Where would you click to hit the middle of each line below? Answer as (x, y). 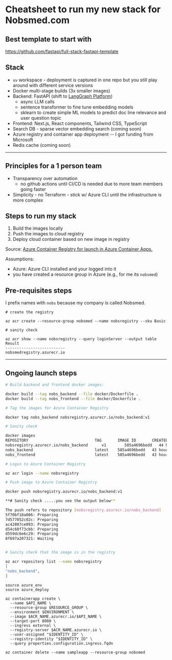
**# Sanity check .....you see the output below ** (60, 501)
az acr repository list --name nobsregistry (53, 562)
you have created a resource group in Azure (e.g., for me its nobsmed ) (85, 274)
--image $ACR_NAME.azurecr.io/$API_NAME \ (56, 617)
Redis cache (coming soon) (41, 145)
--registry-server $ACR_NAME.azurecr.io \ (56, 630)
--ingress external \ (33, 625)
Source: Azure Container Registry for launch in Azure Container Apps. (79, 249)
